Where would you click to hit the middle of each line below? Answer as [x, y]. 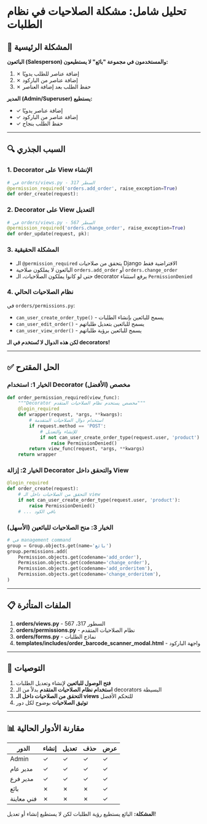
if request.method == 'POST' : [68, 426]
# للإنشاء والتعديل [58, 432]
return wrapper [37, 455]
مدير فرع [22, 779]
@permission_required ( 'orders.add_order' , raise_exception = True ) [92, 189]
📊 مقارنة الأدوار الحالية [46, 728]
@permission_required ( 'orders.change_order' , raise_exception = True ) [96, 228]
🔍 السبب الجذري [36, 150]
